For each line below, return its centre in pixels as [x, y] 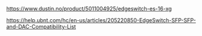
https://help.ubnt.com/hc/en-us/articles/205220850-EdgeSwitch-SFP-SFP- [101, 20]
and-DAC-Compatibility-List [41, 27]
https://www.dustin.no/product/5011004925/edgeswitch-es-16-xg [89, 9]
